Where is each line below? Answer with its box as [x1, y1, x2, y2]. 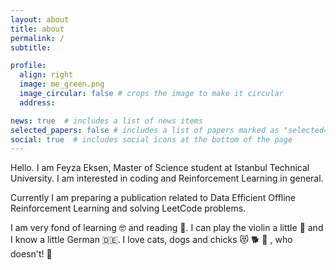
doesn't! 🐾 [10, 248, 53, 260]
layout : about [10, 14, 70, 25]
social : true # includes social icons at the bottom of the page [10, 134, 293, 145]
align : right [19, 70, 74, 80]
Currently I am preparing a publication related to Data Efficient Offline [10, 192, 297, 204]
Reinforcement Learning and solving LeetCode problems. [10, 202, 247, 215]
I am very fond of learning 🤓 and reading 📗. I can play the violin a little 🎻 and [10, 222, 324, 234]
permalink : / [10, 33, 65, 43]
